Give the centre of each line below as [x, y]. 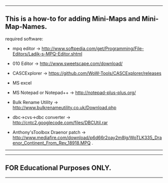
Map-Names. [26, 27]
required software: [24, 38]
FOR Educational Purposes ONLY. [58, 168]
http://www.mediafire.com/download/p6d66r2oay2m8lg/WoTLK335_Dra [87, 137]
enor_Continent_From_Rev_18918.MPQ [51, 142]
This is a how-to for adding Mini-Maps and [73, 19]
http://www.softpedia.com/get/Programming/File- [93, 48]
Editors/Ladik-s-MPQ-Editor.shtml [47, 53]
